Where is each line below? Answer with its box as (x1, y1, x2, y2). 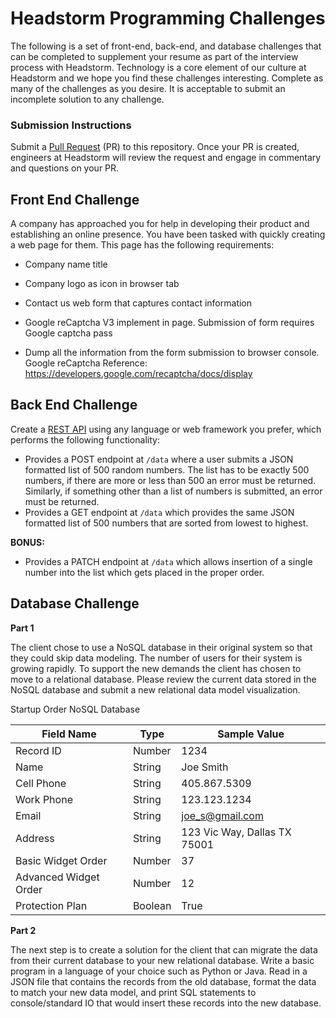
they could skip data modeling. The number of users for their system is (10, 652, 303, 664)
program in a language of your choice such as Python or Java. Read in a (10, 965, 308, 977)
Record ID (15, 743, 62, 757)
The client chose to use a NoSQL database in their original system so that (10, 641, 313, 653)
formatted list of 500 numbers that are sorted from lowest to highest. (24, 517, 309, 529)
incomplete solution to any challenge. (10, 93, 165, 105)
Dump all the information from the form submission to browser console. (24, 347, 320, 359)
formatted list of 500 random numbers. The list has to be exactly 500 (24, 463, 310, 476)
